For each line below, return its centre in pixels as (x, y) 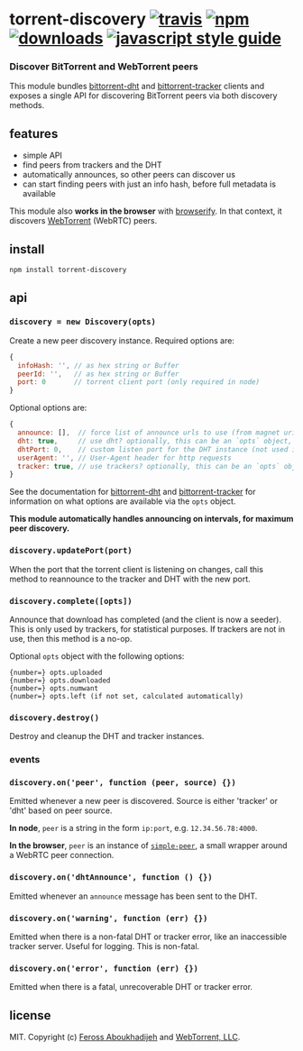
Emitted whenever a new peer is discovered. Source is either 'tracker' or (143, 801)
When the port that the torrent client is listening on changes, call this (137, 569)
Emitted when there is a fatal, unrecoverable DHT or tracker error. (131, 987)
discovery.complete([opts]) (71, 601)
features (34, 134)
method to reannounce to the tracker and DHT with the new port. (130, 579)
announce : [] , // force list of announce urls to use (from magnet (149, 433)
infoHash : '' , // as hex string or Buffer (98, 365)
